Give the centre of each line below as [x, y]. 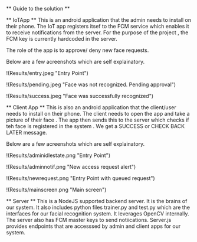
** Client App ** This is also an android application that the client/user [91, 107]
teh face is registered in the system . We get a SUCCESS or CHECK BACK [95, 126]
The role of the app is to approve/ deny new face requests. [78, 50]
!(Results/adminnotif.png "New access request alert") [71, 167]
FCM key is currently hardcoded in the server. [62, 39]
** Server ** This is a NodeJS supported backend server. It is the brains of [97, 201]
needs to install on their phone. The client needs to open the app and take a [98, 114]
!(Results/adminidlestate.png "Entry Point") [58, 155]
